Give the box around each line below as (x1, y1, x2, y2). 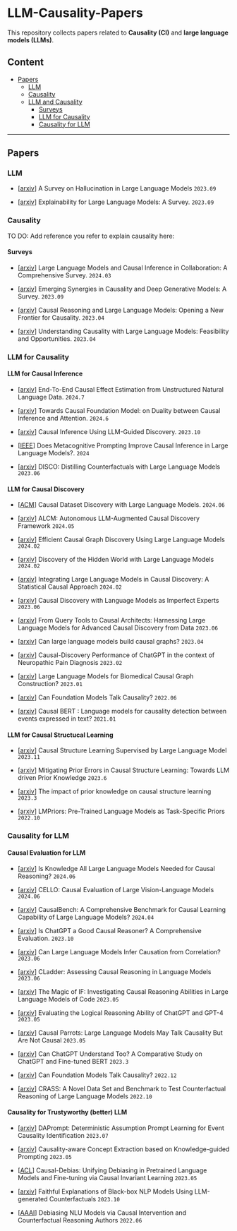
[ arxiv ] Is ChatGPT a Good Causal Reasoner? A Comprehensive (17, 926, 202, 935)
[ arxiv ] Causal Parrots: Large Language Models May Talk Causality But (17, 1028, 224, 1037)
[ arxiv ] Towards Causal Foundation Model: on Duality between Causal (17, 407, 221, 415)
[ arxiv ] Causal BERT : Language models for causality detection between (17, 707, 227, 716)
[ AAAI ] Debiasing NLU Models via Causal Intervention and (17, 1208, 187, 1217)
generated (17, 1194, 48, 1203)
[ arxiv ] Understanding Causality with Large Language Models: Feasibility (17, 327, 229, 335)
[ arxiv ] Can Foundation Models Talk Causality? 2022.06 (17, 693, 177, 702)
